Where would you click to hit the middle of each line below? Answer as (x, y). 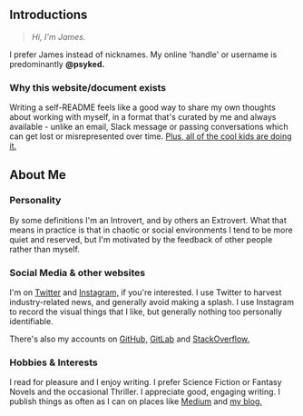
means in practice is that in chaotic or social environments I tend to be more (151, 230)
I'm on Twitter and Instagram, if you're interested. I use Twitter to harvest (146, 292)
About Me (38, 175)
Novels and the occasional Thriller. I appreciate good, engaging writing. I (145, 392)
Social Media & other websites (78, 272)
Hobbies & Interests (54, 362)
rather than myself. (44, 249)
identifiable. (31, 322)
